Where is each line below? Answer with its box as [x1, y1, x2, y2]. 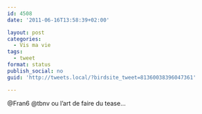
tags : [7, 48, 23, 55]
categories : [7, 35, 42, 42]
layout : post [7, 29, 45, 36]
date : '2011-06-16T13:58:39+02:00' [7, 17, 110, 23]
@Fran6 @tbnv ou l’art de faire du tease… [7, 99, 126, 107]
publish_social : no [7, 67, 64, 75]
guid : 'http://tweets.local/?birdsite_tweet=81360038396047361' [7, 74, 196, 81]
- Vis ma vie [13, 42, 51, 49]
